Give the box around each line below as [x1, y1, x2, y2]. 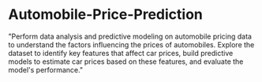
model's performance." [8, 65, 84, 74]
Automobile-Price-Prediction [8, 6, 204, 24]
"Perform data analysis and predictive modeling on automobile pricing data [8, 32, 253, 41]
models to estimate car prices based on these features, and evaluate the [8, 57, 244, 66]
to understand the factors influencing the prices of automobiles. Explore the [8, 39, 255, 49]
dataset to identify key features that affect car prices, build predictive [8, 48, 234, 58]
